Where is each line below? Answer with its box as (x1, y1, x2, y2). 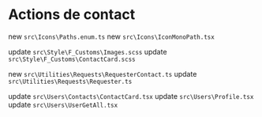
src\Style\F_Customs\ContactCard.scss (8, 55, 136, 63)
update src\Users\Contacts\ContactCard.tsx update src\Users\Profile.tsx (8, 91, 254, 100)
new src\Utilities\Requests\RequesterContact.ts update (8, 69, 197, 78)
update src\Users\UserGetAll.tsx (8, 100, 118, 109)
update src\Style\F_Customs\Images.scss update (8, 47, 167, 56)
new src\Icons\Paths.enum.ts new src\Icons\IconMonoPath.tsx (8, 32, 215, 41)
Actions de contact (8, 6, 136, 24)
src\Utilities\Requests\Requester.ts (8, 77, 133, 85)
